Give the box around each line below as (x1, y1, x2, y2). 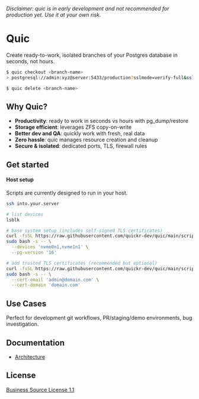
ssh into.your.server (6, 200, 60, 206)
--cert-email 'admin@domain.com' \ (11, 277, 99, 283)
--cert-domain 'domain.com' (11, 282, 81, 288)
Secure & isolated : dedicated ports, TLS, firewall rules (14, 142, 147, 150)
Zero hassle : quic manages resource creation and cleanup (14, 136, 158, 144)
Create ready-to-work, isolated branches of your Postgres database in (6, 51, 178, 59)
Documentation (6, 338, 65, 348)
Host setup (6, 176, 34, 183)
